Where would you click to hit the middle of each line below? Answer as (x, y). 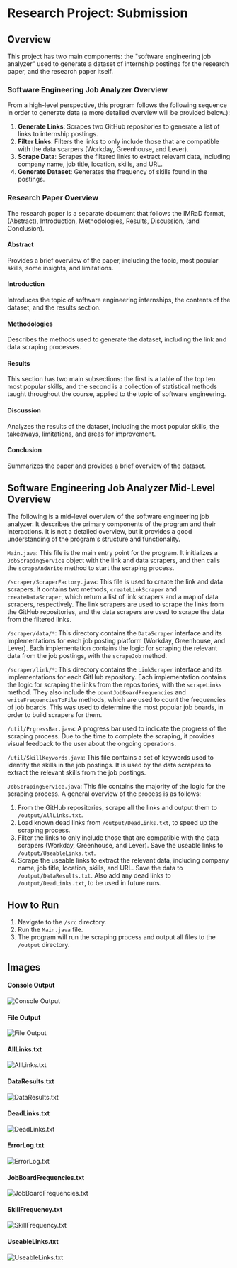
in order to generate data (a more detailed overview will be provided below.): (119, 113)
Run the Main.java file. (50, 930)
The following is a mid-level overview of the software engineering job (108, 516)
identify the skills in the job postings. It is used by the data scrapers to (109, 765)
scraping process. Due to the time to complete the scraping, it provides (111, 736)
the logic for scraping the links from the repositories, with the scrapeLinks (115, 684)
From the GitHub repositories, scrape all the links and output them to (117, 807)
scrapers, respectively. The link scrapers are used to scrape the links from (116, 604)
